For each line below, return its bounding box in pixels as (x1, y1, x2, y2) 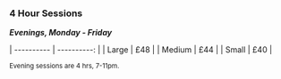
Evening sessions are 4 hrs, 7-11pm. (9, 61, 120, 71)
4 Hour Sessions (9, 7, 83, 20)
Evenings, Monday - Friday (9, 28, 113, 38)
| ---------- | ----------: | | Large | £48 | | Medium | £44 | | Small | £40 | (9, 44, 273, 55)
